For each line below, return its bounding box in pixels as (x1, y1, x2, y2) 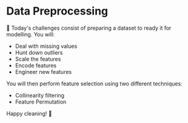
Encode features (15, 62, 56, 69)
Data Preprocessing (6, 4, 109, 18)
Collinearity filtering (15, 91, 65, 99)
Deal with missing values (15, 42, 78, 50)
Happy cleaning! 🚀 (6, 110, 53, 117)
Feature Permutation (15, 98, 67, 105)
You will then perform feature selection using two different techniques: (6, 80, 183, 87)
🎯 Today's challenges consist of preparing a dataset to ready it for (6, 24, 172, 32)
